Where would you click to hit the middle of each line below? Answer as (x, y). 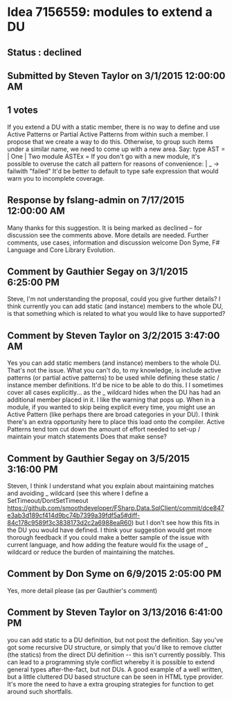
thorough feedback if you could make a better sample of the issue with (108, 538)
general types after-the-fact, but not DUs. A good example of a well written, (115, 669)
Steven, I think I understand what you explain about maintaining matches (111, 486)
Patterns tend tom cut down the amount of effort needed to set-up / (104, 429)
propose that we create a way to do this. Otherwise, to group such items (110, 141)
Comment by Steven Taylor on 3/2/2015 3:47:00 (114, 336)
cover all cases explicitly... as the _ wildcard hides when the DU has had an (114, 393)
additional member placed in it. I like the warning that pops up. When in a (111, 400)
